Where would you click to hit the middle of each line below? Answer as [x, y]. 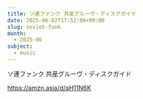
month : [17, 33]
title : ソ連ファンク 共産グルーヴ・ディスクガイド [72, 14]
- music [25, 53]
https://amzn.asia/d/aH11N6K [49, 88]
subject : [20, 46]
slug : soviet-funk [34, 27]
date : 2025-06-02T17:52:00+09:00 [56, 20]
